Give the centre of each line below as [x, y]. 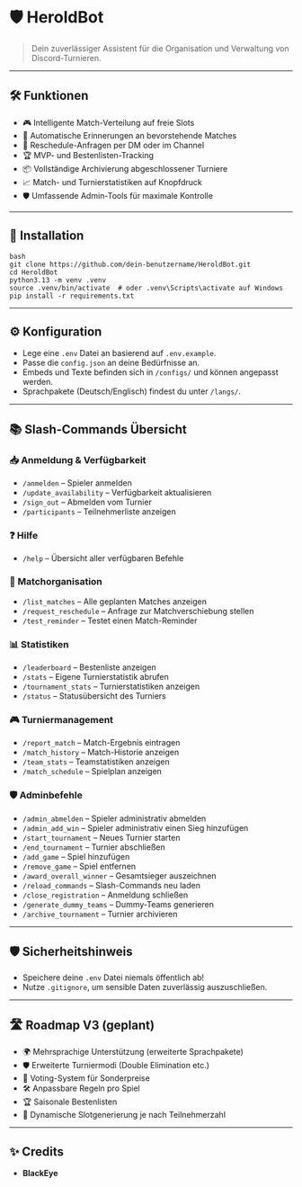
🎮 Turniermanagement [62, 719]
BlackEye [40, 1173]
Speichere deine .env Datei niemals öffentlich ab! [113, 977]
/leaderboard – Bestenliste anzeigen [89, 667]
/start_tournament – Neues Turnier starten [101, 837]
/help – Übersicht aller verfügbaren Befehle [103, 558]
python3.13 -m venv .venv [58, 280]
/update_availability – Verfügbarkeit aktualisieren [117, 493]
